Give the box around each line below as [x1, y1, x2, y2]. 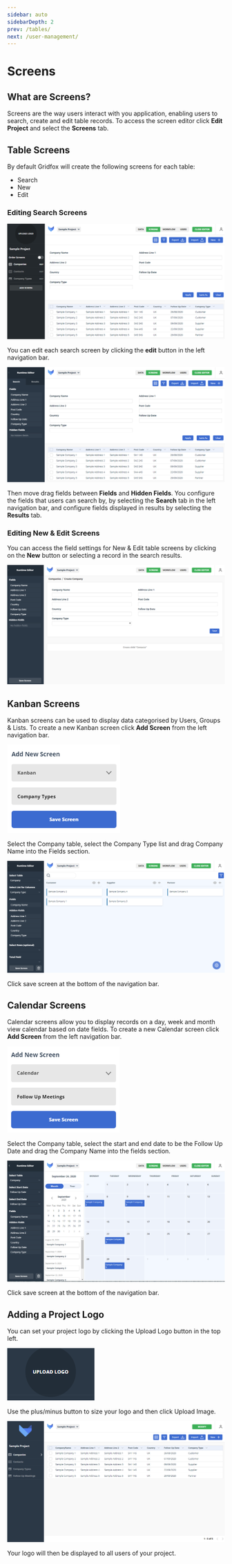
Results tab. [7, 511, 42, 519]
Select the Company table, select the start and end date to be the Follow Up [7, 1140, 223, 1148]
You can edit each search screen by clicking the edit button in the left [7, 346, 205, 354]
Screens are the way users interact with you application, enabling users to [7, 109, 218, 117]
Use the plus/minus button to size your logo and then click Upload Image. [7, 1407, 216, 1416]
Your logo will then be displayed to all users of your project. [7, 1549, 176, 1558]
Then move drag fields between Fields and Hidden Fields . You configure [7, 489, 215, 497]
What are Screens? [7, 91, 91, 103]
